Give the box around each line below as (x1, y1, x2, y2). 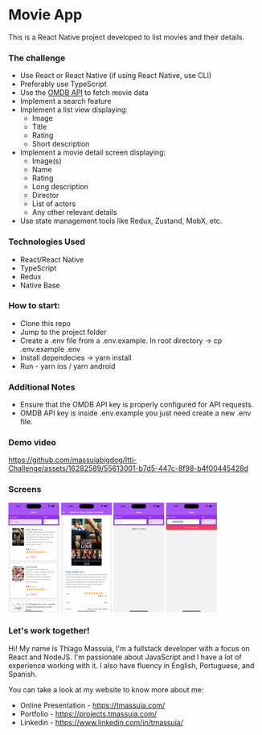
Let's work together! (8, 626, 90, 637)
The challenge (8, 52, 66, 64)
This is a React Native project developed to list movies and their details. (8, 32, 245, 42)
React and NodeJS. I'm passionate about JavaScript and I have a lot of (8, 652, 243, 662)
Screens (8, 484, 42, 495)
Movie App (8, 6, 83, 24)
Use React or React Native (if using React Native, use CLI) (19, 71, 212, 81)
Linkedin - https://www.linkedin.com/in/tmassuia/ (19, 717, 183, 727)
